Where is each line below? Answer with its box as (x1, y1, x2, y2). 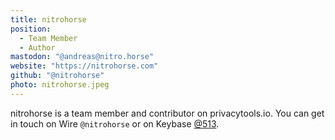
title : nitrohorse (10, 14, 87, 25)
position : (10, 24, 52, 34)
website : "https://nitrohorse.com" (10, 61, 159, 71)
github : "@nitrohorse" (10, 71, 105, 81)
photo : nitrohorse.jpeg (10, 80, 110, 90)
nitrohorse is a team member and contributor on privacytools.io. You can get (10, 107, 325, 119)
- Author (19, 42, 56, 53)
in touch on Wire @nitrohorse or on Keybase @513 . (10, 117, 220, 130)
